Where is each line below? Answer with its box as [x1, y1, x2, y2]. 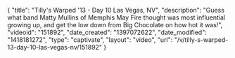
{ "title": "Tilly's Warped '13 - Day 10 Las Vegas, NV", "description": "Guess [7, 6, 225, 14]
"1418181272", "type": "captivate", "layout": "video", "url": [7, 36, 173, 44]
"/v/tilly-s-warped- [174, 36, 229, 44]
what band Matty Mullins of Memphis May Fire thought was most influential [7, 13, 226, 22]
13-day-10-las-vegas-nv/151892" [7, 43, 103, 51]
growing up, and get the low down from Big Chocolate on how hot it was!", [7, 21, 223, 29]
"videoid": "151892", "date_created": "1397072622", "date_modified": [7, 28, 208, 36]
